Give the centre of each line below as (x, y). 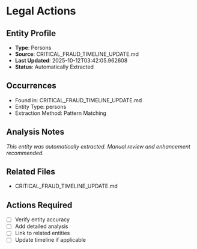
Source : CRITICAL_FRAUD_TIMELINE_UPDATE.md (77, 54)
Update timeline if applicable (50, 240)
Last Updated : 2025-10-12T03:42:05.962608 (71, 60)
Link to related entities (42, 233)
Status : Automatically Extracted (54, 67)
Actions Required (39, 205)
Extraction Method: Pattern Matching (61, 113)
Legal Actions (41, 11)
